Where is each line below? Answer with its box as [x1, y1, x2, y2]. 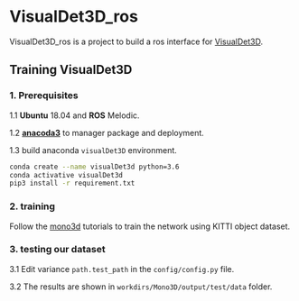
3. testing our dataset [9, 243, 106, 256]
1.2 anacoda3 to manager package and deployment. [9, 127, 205, 138]
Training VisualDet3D [9, 62, 133, 78]
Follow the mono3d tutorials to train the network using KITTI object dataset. [9, 221, 291, 232]
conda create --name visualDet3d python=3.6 [9, 162, 180, 171]
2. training [9, 200, 56, 213]
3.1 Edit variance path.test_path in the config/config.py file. [9, 263, 235, 274]
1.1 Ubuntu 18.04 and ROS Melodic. [9, 110, 140, 121]
